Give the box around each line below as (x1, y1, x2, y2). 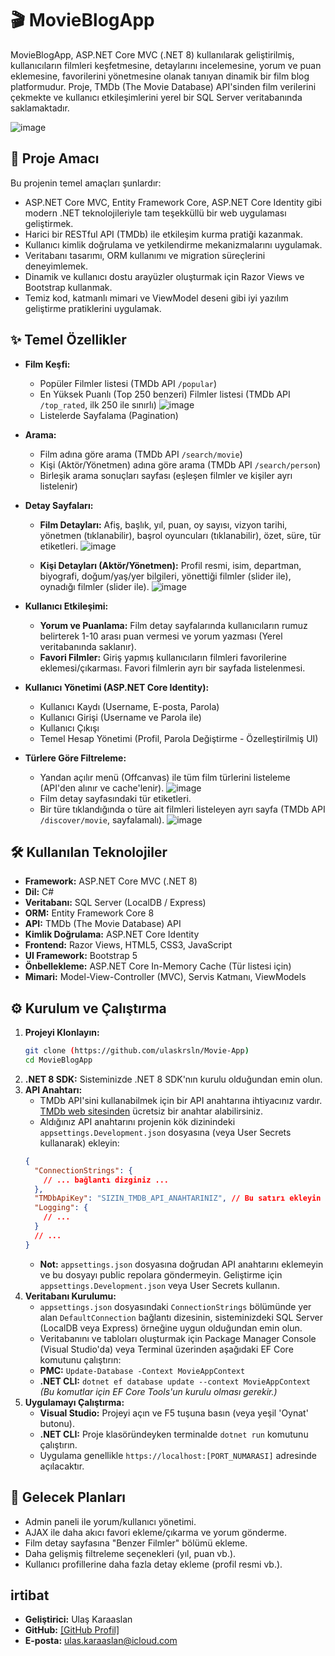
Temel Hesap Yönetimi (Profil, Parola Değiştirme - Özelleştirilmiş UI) (39, 732, 319, 744)
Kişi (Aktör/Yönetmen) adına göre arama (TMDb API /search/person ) (39, 458, 322, 471)
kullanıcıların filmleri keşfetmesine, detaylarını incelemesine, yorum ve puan (10, 59, 322, 71)
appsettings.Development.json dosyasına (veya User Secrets (39, 1126, 292, 1138)
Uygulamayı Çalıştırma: (24, 1396, 125, 1408)
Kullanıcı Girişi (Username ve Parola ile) (39, 711, 202, 723)
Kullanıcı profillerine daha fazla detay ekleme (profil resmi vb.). (24, 1558, 283, 1570)
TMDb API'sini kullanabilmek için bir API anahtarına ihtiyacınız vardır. (39, 1094, 323, 1106)
